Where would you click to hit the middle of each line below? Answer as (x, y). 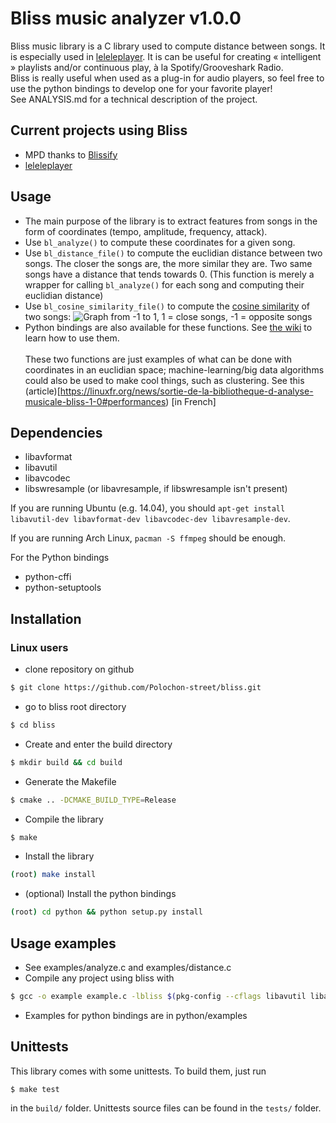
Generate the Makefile (70, 781)
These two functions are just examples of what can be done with (158, 359)
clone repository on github (79, 669)
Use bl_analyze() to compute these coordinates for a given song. (160, 242)
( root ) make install (53, 875)
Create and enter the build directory (98, 744)
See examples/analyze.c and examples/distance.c (128, 967)
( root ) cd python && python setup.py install (106, 912)
